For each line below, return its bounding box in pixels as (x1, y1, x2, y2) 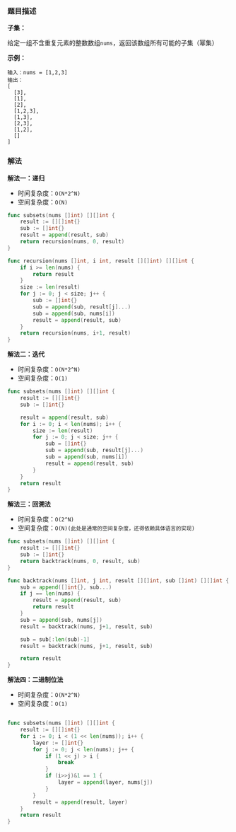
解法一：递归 (7, 173, 45, 182)
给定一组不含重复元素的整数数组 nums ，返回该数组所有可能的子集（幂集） (7, 39, 218, 47)
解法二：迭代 (7, 350, 45, 359)
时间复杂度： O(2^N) (17, 515, 74, 524)
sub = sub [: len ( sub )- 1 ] (20, 635, 90, 643)
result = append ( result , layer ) (33, 798, 129, 806)
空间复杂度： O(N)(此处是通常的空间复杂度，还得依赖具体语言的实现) (17, 524, 196, 532)
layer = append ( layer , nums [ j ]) (57, 779, 153, 786)
